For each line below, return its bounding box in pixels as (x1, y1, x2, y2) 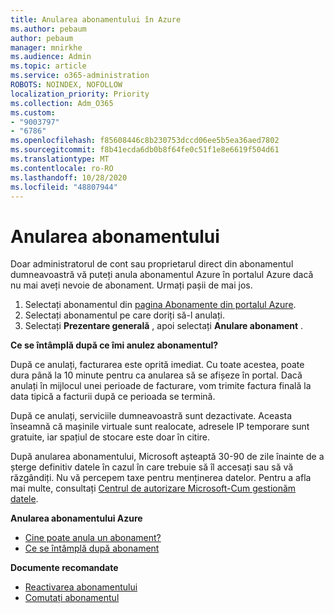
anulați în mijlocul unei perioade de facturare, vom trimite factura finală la (10, 380, 312, 392)
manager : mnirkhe (10, 42, 83, 53)
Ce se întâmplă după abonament (24, 542, 160, 555)
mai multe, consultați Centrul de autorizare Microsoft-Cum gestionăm (10, 482, 297, 495)
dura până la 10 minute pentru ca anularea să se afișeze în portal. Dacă (10, 369, 303, 381)
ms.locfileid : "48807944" (10, 182, 118, 192)
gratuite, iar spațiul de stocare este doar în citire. (10, 431, 211, 443)
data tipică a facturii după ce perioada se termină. (10, 391, 216, 403)
